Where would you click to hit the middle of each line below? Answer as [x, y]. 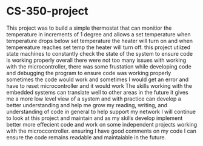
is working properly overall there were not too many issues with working [96, 60]
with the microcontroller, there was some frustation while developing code [99, 66]
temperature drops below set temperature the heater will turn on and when [99, 41]
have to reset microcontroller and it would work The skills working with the [99, 85]
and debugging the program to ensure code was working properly [89, 73]
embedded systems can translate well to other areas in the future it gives [98, 92]
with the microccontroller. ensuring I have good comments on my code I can [101, 131]
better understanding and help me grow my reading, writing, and [87, 105]
